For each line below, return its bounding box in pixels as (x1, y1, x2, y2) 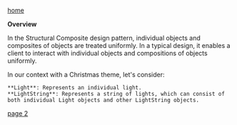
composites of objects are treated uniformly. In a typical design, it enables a (7, 41, 231, 49)
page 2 (7, 109, 29, 117)
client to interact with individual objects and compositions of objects (7, 49, 208, 57)
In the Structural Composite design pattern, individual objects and (7, 34, 201, 42)
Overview (7, 20, 37, 28)
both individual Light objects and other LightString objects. (7, 96, 200, 104)
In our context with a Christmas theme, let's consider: (7, 71, 165, 79)
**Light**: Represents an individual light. (7, 84, 142, 91)
